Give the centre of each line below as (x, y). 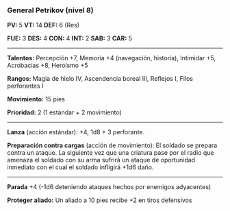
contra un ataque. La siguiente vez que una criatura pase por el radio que (111, 153)
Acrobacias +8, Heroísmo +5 (48, 65)
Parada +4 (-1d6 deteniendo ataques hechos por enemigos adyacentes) (109, 187)
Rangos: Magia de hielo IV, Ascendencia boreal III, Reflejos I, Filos (100, 79)
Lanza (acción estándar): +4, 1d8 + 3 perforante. (76, 132)
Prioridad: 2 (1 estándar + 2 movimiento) (64, 112)
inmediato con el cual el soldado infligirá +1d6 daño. (80, 167)
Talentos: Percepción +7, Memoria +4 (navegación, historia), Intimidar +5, (111, 58)
